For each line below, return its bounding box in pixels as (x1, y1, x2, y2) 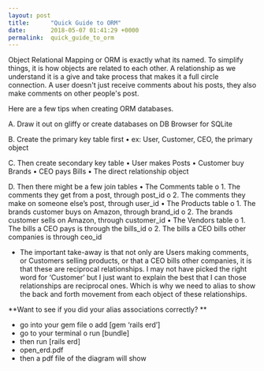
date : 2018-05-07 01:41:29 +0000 (8, 26, 139, 34)
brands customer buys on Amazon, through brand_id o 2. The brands (8, 207, 233, 217)
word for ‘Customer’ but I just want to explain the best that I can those (19, 273, 247, 283)
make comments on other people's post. (8, 88, 139, 99)
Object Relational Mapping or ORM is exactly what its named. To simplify (8, 55, 244, 65)
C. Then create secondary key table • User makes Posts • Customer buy (8, 159, 244, 168)
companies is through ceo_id (8, 232, 102, 242)
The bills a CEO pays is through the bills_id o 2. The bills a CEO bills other (8, 224, 247, 234)
